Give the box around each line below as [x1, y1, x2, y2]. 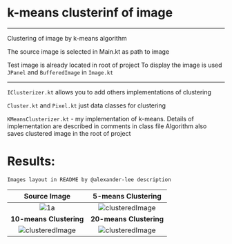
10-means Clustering [10, 214, 84, 223]
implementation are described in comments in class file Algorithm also [7, 122, 207, 130]
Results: [7, 154, 55, 170]
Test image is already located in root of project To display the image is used [7, 61, 222, 69]
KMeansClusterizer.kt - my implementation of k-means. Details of [7, 114, 195, 123]
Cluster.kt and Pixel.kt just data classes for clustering [7, 101, 166, 110]
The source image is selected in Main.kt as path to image [7, 47, 170, 56]
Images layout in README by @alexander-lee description [7, 176, 171, 183]
